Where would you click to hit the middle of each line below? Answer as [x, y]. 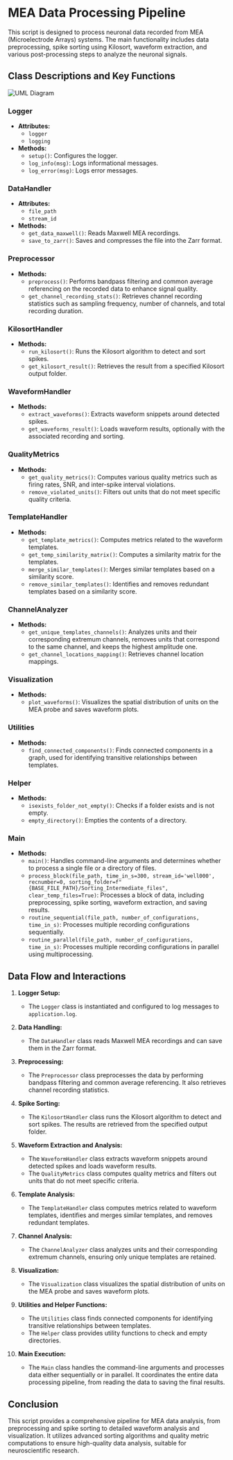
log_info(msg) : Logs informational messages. [93, 163]
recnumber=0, [47, 882]
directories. [44, 1340]
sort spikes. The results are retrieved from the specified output [118, 1125]
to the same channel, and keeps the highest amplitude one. [113, 647]
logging [39, 142]
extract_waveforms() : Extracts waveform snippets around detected [124, 414]
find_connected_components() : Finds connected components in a [121, 750]
